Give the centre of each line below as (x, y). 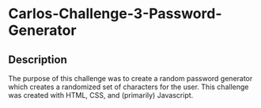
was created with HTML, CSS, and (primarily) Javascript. (101, 95)
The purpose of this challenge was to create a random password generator (130, 78)
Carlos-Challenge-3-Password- (115, 14)
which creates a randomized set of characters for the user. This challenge (129, 87)
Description (38, 60)
